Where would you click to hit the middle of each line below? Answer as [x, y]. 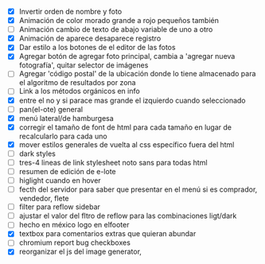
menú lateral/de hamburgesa [66, 118]
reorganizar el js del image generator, [80, 252]
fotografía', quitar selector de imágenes [84, 65]
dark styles [37, 153]
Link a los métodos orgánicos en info [79, 91]
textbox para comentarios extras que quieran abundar [107, 234]
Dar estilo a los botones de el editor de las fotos [97, 48]
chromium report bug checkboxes [74, 243]
